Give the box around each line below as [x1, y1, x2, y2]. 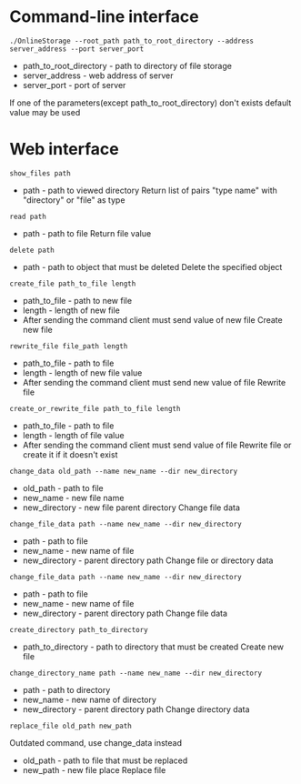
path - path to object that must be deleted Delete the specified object [22, 261, 283, 272]
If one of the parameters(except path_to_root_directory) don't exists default [9, 97, 292, 108]
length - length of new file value [22, 367, 143, 378]
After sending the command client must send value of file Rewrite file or [22, 439, 292, 450]
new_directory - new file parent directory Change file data [22, 502, 241, 513]
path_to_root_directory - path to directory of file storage [22, 60, 232, 71]
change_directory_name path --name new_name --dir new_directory [9, 668, 262, 678]
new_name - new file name [22, 492, 125, 503]
